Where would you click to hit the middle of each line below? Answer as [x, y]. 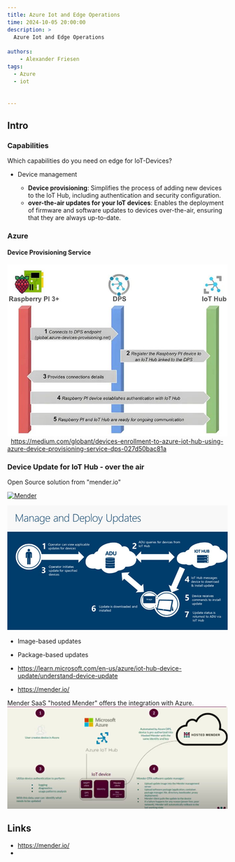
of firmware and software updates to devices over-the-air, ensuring [125, 210]
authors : [20, 52]
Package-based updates [53, 655]
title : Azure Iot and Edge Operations [64, 15]
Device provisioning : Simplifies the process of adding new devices [125, 188]
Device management [47, 174]
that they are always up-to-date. [74, 217]
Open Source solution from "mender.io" [64, 482]
